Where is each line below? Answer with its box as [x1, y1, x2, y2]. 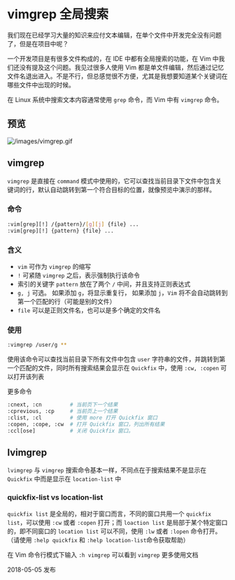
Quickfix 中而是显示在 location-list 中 [7, 474, 122, 483]
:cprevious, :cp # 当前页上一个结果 [7, 407, 118, 414]
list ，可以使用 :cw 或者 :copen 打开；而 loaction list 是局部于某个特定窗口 [7, 518, 228, 526]
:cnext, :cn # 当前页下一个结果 [7, 401, 118, 409]
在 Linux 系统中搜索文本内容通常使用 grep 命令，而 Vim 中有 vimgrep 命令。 [7, 95, 224, 103]
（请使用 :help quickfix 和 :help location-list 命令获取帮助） [7, 535, 190, 544]
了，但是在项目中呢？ [7, 39, 69, 48]
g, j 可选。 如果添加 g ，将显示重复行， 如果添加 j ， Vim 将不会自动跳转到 [17, 288, 228, 297]
